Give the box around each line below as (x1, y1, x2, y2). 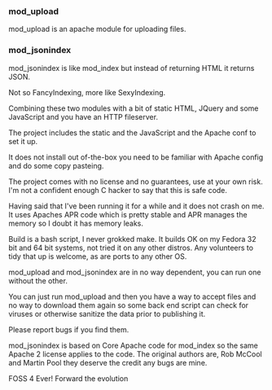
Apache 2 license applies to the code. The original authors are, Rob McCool (8, 348, 262, 359)
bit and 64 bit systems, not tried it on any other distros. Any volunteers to (8, 243, 254, 252)
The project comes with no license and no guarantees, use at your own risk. (8, 177, 263, 186)
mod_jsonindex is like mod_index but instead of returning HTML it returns (8, 63, 255, 72)
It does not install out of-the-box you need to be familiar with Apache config (8, 152, 264, 162)
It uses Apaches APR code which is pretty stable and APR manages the (8, 209, 248, 219)
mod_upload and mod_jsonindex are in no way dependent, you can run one (8, 267, 261, 277)
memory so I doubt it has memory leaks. (8, 218, 144, 228)
